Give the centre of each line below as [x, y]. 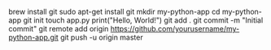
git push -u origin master [102, 37]
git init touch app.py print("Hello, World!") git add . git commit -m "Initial [143, 20]
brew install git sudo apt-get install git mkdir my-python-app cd [114, 12]
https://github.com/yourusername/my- [175, 29]
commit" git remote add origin [59, 29]
